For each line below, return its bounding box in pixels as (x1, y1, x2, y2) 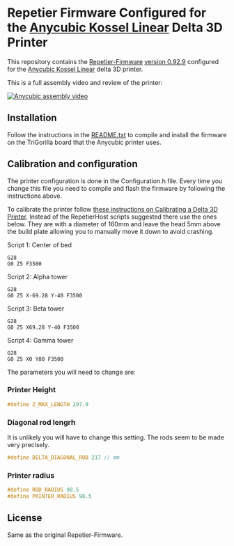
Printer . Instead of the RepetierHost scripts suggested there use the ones (7, 212, 217, 221)
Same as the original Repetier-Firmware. (7, 531, 123, 539)
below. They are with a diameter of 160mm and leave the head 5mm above (7, 219, 221, 228)
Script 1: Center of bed (7, 240, 72, 249)
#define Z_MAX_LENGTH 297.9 (7, 400, 89, 408)
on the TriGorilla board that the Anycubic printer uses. (7, 138, 162, 146)
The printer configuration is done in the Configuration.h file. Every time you (7, 176, 223, 185)
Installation (7, 112, 57, 124)
